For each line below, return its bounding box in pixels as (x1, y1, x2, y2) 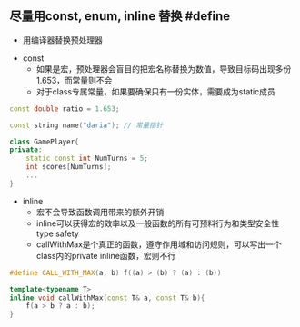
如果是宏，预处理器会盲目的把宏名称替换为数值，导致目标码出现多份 (35, 63, 292, 74)
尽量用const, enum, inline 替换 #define (9, 8, 231, 25)
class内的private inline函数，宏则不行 (35, 250, 176, 261)
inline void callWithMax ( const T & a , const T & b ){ (9, 293, 205, 302)
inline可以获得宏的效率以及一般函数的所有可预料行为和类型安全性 (35, 217, 280, 229)
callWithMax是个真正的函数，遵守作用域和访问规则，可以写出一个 (35, 239, 282, 250)
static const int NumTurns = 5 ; (25, 154, 148, 163)
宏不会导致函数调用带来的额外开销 (35, 206, 165, 217)
